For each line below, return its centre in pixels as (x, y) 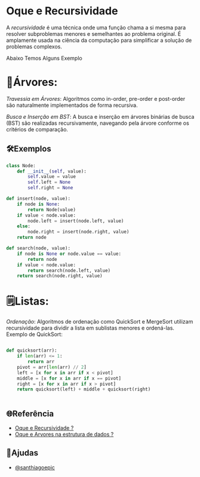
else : (24, 226)
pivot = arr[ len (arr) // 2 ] (52, 367)
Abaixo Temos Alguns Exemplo (44, 58)
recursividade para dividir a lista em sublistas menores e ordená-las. (90, 328)
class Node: (21, 165)
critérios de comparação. (37, 129)
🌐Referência (30, 413)
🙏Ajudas (22, 453)
